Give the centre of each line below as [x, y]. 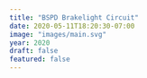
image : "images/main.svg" [58, 34]
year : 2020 [30, 43]
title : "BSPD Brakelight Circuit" [74, 17]
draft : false [34, 51]
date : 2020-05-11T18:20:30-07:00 [72, 26]
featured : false [40, 59]
